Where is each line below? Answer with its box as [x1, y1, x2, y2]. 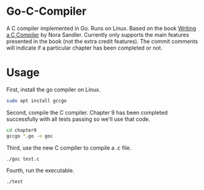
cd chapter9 [6, 127, 37, 133]
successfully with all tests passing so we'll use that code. [6, 115, 151, 123]
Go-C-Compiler [6, 4, 87, 18]
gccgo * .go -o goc [6, 133, 53, 139]
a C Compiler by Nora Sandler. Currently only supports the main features [6, 31, 189, 38]
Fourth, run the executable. [6, 167, 75, 174]
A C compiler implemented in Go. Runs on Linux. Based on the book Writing [6, 25, 197, 32]
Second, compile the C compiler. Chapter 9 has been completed [6, 108, 168, 116]
